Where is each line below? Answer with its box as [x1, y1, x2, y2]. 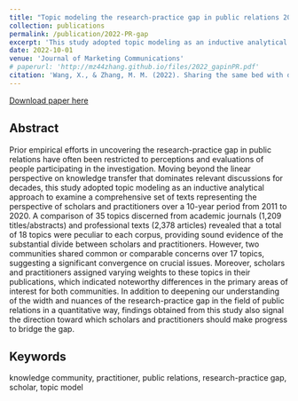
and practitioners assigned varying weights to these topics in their [9, 267, 251, 278]
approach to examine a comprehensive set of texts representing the [9, 192, 257, 202]
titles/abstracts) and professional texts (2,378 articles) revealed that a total [9, 219, 282, 231]
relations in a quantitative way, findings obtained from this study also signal [9, 304, 285, 315]
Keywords [9, 349, 67, 364]
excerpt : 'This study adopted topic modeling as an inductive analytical [9, 37, 288, 47]
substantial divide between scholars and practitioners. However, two [9, 239, 260, 249]
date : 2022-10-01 [9, 46, 74, 55]
